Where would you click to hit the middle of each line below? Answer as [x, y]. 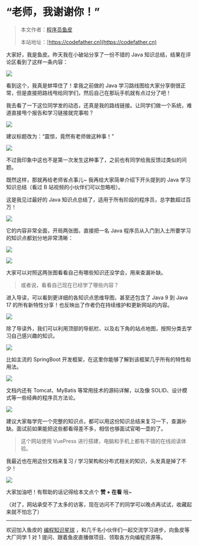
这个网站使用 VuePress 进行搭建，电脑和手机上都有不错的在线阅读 [101, 441]
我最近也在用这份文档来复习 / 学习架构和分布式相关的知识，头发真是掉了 [94, 461]
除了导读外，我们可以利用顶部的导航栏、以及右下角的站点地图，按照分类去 [96, 328]
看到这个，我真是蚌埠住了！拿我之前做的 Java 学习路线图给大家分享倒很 [93, 85]
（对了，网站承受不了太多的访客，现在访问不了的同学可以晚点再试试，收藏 [96, 504]
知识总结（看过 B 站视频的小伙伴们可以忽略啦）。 [65, 187]
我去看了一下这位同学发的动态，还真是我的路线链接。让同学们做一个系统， [96, 105]
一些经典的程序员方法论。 [47, 398]
